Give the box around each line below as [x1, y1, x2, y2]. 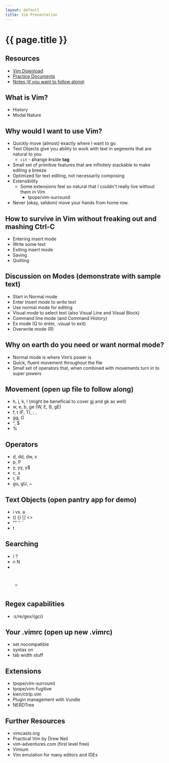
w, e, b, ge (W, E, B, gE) [12, 404, 62, 410]
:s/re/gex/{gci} [12, 613, 44, 619]
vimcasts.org [12, 730, 40, 737]
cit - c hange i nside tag [20, 156, 70, 163]
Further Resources [5, 717, 65, 725]
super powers [12, 370, 42, 376]
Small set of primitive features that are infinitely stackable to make [12, 162, 151, 168]
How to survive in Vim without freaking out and [5, 214, 157, 223]
